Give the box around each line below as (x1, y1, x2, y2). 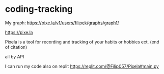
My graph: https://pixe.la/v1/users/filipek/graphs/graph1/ (5, 20, 119, 26)
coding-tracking (5, 3, 73, 15)
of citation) (5, 44, 27, 50)
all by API (5, 53, 25, 60)
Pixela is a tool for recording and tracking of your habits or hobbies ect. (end (5, 38, 160, 45)
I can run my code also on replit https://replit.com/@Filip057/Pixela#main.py (5, 63, 159, 69)
